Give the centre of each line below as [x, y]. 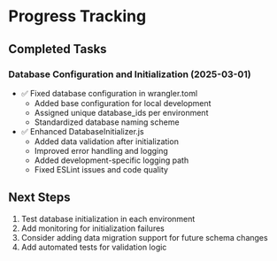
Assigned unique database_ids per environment [121, 112]
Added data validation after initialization [106, 141]
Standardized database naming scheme [107, 122]
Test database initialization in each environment [108, 219]
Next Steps [39, 198]
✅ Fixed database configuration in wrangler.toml [109, 93]
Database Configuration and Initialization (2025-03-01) [130, 74]
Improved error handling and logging [101, 150]
